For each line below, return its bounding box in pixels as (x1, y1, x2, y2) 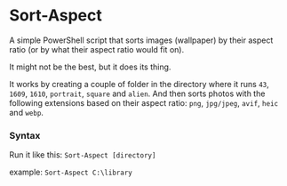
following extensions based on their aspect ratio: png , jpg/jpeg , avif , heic (9, 97, 278, 108)
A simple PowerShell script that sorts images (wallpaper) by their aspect (9, 35, 274, 45)
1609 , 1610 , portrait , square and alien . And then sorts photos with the (9, 88, 266, 99)
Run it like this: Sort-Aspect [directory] (9, 150, 156, 160)
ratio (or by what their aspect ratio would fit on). (9, 44, 185, 54)
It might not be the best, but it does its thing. (9, 61, 171, 72)
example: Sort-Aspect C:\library (9, 166, 133, 178)
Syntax (9, 129, 41, 142)
